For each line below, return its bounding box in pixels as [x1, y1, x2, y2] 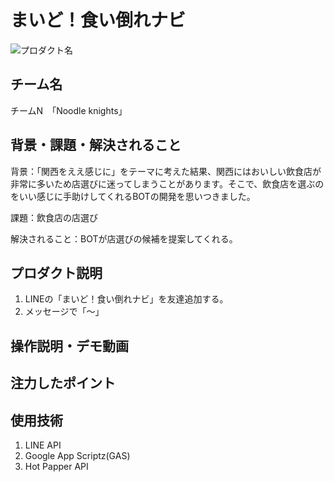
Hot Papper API [24, 460, 89, 472]
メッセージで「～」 [24, 306, 105, 318]
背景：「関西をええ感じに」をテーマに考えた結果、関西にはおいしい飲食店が [10, 165, 322, 177]
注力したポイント [10, 375, 116, 392]
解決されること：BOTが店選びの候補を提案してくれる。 [10, 232, 238, 245]
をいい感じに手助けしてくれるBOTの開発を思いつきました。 [10, 190, 256, 202]
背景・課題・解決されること [10, 137, 182, 154]
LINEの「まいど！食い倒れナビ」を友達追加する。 [24, 293, 229, 305]
